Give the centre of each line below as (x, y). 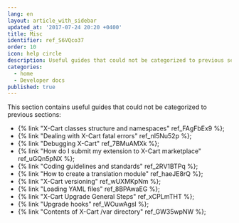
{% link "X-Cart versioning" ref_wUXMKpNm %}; (89, 182)
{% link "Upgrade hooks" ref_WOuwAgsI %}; (83, 204)
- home (23, 73)
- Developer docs (39, 80)
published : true (31, 87)
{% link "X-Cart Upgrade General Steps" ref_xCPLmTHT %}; (106, 197)
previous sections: (34, 115)
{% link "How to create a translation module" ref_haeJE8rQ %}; (110, 174)
